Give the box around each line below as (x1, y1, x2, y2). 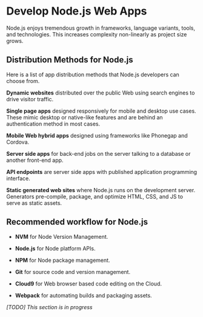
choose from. (6, 77, 40, 84)
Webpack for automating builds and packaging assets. (15, 292, 153, 299)
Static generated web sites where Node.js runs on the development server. (6, 186, 196, 193)
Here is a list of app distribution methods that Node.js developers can (6, 71, 180, 78)
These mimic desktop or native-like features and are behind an (6, 113, 163, 121)
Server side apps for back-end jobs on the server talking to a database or (6, 150, 191, 157)
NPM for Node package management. (15, 256, 110, 264)
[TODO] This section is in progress (6, 303, 93, 310)
